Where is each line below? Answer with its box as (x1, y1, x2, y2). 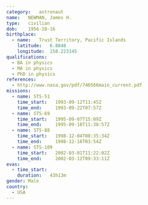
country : (6, 184, 29, 190)
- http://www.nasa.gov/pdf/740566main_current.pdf (12, 82, 143, 89)
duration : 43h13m (17, 172, 67, 179)
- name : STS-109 (12, 144, 53, 150)
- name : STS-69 (12, 110, 50, 116)
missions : (6, 88, 32, 94)
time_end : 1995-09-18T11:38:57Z (17, 122, 110, 128)
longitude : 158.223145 (17, 49, 78, 55)
